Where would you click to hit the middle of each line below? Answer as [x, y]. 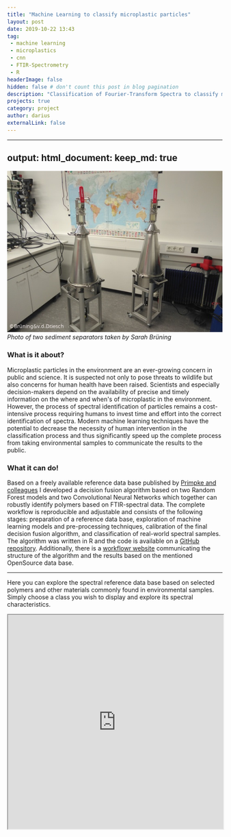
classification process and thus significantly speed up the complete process [114, 435]
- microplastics [33, 51]
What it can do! [33, 468]
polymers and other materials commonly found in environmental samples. [111, 590]
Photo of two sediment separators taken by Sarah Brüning [90, 337]
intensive [20, 413]
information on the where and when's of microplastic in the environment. [109, 399]
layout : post [26, 22]
